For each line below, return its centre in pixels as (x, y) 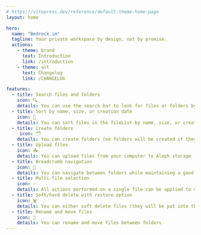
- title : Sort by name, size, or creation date (72, 112)
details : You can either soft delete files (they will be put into (103, 206)
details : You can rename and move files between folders (89, 223)
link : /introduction (48, 61)
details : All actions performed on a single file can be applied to (104, 189)
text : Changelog (42, 73)
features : (19, 89)
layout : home (22, 17)
